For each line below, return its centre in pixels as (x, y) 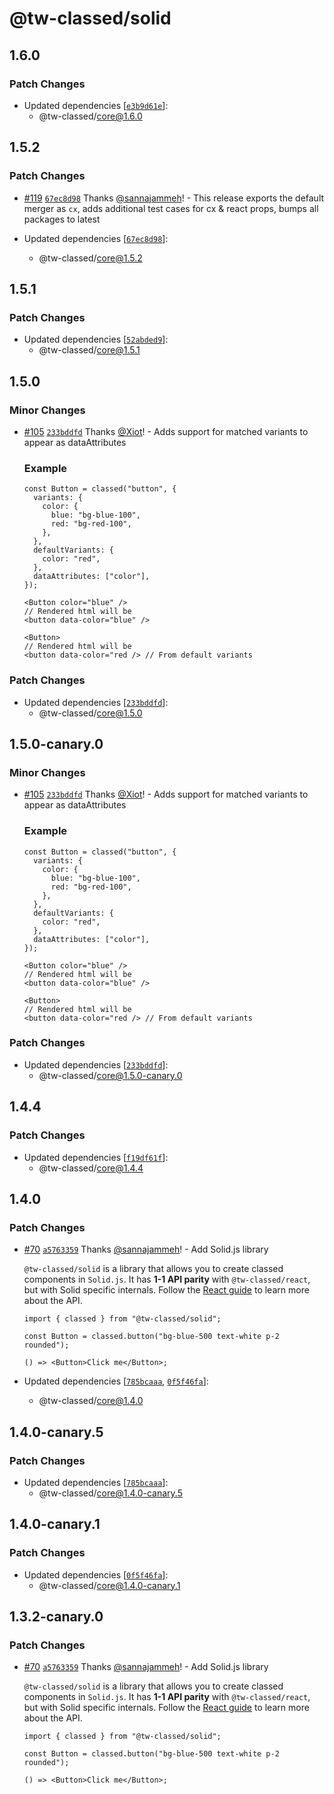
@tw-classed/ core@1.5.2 (90, 258)
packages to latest (62, 219)
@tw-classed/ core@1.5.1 (89, 350)
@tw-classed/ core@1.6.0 (90, 116)
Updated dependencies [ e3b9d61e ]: (96, 105)
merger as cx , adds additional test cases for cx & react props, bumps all (171, 208)
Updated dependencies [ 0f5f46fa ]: (96, 1574)
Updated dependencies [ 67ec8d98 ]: (96, 238)
